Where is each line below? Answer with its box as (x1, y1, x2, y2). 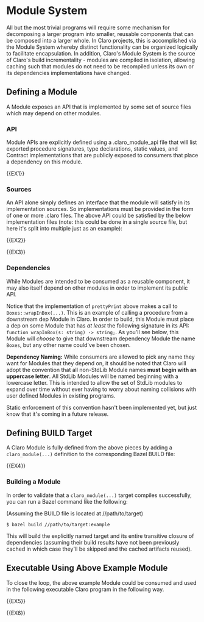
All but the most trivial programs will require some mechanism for (6, 24, 170, 31)
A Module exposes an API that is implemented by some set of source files (6, 103, 191, 110)
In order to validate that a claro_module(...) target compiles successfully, (6, 492, 192, 499)
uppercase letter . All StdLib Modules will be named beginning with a (6, 373, 178, 380)
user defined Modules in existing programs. (6, 391, 116, 399)
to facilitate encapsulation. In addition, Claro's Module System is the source (6, 49, 195, 57)
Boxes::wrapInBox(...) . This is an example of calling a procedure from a (6, 309, 188, 316)
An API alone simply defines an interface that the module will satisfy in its (6, 199, 191, 206)
